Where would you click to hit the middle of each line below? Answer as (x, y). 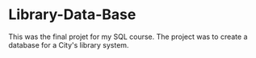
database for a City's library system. (69, 44)
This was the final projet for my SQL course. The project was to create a (128, 37)
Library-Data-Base (72, 15)
